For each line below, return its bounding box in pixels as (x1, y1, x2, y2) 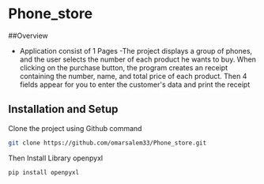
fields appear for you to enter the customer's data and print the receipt (19, 80, 251, 89)
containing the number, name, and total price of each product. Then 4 (19, 71, 247, 81)
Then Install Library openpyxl (8, 153, 104, 163)
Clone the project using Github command (8, 123, 142, 133)
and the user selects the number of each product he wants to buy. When (19, 54, 257, 64)
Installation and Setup (8, 103, 119, 116)
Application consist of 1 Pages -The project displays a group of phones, (19, 46, 253, 55)
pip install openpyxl (8, 168, 80, 176)
